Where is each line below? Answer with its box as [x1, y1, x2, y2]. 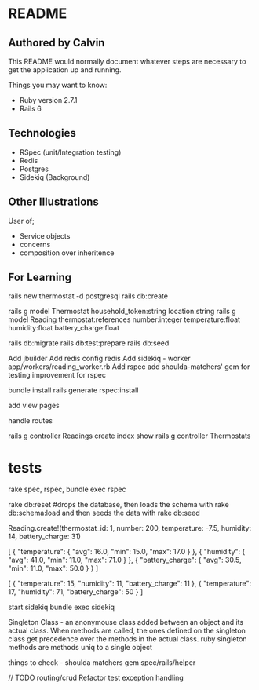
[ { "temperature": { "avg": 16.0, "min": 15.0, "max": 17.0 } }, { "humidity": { [8, 547, 246, 557]
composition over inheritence [19, 248, 115, 257]
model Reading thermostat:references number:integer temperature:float [8, 315, 241, 324]
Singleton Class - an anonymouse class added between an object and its [8, 618, 244, 627]
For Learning [8, 271, 72, 284]
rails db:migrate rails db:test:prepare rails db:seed [8, 338, 170, 348]
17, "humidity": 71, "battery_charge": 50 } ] [8, 587, 144, 597]
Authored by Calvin [8, 36, 105, 49]
